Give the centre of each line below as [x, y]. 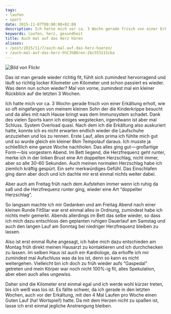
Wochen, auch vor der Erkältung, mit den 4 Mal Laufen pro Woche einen [81, 295]
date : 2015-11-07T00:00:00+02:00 [41, 24]
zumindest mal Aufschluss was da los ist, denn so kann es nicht [72, 258]
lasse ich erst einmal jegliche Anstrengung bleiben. [59, 306]
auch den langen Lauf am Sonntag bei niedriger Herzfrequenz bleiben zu [82, 226]
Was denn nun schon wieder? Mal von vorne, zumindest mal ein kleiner [80, 88]
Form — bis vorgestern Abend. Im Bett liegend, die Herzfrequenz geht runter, [85, 152]
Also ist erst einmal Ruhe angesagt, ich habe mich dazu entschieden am [81, 241]
